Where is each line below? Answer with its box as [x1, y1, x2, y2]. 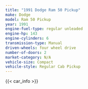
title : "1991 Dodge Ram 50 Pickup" [5, 7, 81, 13]
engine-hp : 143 [5, 31, 38, 36]
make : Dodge [5, 12, 31, 17]
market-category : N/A [5, 54, 51, 60]
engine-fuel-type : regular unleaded [5, 26, 83, 32]
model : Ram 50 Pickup [5, 17, 51, 22]
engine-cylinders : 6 [5, 36, 49, 41]
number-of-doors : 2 [5, 50, 47, 55]
